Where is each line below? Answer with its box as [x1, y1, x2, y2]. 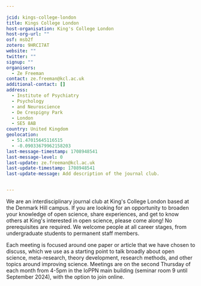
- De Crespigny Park [11, 109, 63, 115]
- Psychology [11, 98, 44, 104]
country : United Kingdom [6, 126, 68, 132]
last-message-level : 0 [6, 154, 63, 160]
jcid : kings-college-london [6, 14, 77, 20]
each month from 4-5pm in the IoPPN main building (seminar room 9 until [6, 267, 188, 274]
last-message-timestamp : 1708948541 [6, 148, 98, 154]
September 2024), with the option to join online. [6, 273, 125, 280]
